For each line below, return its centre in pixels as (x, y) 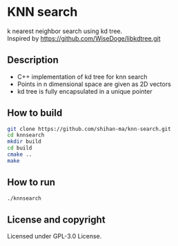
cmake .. (20, 155)
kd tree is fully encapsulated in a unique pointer (85, 91)
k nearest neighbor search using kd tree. (65, 31)
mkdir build (24, 142)
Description (33, 60)
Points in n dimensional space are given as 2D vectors (94, 84)
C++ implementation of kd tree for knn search (82, 76)
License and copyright (56, 219)
